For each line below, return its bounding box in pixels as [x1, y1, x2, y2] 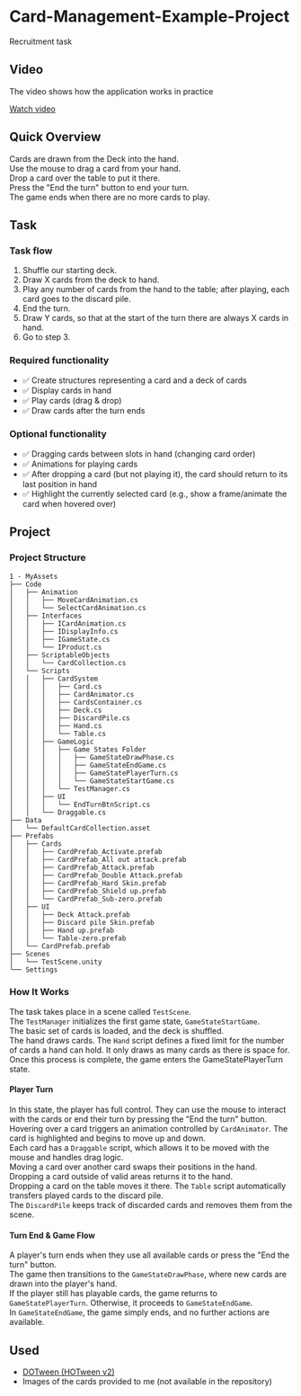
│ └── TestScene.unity [9, 957, 102, 966]
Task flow [9, 245, 53, 257]
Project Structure [9, 551, 86, 564]
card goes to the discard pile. [22, 294, 131, 305]
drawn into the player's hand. [9, 1278, 118, 1289]
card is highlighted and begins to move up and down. [9, 1133, 207, 1143]
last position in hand [22, 478, 97, 489]
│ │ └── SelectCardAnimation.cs [9, 603, 146, 612]
